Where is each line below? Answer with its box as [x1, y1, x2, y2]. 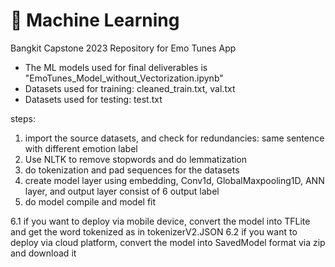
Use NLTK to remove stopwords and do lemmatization [24, 153, 248, 165]
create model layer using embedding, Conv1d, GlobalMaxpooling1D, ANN [24, 174, 325, 186]
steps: [10, 112, 36, 124]
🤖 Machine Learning [10, 9, 180, 32]
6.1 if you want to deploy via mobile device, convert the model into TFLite [10, 215, 311, 227]
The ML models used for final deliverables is [24, 61, 208, 73]
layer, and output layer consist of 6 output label [24, 185, 220, 197]
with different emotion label [24, 142, 138, 154]
